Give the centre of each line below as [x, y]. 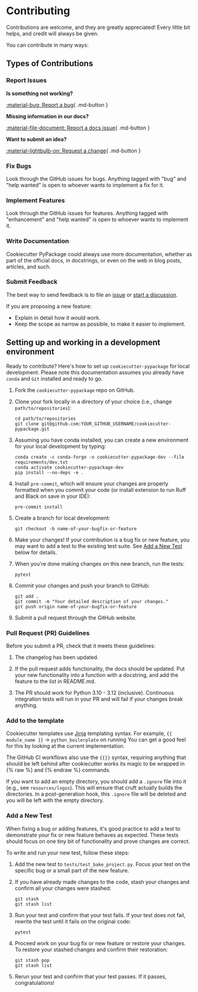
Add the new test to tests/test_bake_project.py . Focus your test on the [102, 864]
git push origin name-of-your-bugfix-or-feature [76, 607]
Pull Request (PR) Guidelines [48, 633]
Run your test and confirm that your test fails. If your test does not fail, [100, 915]
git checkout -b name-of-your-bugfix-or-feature [76, 529]
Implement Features [35, 200]
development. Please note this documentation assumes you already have [95, 372]
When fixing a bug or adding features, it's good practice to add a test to [93, 828]
